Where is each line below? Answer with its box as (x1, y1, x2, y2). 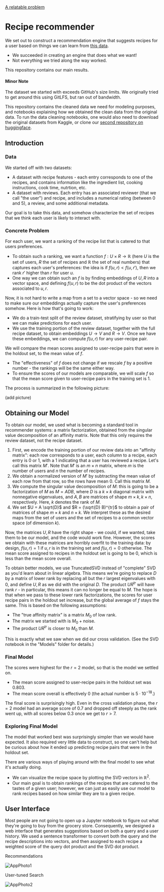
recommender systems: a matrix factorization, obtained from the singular (5, 427, 153, 433)
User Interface (5, 804, 50, 813)
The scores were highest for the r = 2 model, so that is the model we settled (5, 664, 159, 670)
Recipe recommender (5, 22, 94, 32)
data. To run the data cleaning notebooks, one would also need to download (5, 114, 159, 120)
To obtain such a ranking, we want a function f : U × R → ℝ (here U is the (12, 254, 160, 259)
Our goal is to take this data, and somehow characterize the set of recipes (5, 209, 154, 215)
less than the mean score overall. (5, 555, 72, 561)
